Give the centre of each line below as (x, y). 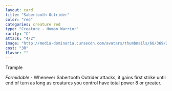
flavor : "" (17, 53)
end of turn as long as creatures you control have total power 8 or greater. (83, 83)
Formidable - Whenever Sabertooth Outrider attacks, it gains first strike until (85, 77)
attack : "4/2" (20, 39)
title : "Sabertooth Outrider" (38, 15)
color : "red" (19, 19)
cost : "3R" (17, 48)
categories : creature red (33, 24)
